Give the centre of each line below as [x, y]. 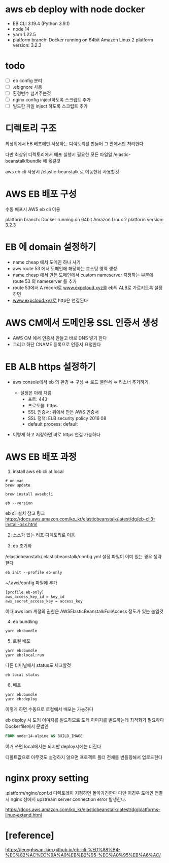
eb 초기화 [22, 545]
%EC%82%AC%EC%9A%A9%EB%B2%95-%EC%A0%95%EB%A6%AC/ [83, 855]
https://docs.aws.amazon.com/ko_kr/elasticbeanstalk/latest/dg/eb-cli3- [80, 519]
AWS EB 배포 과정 [41, 457]
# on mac [14, 481]
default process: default [53, 424]
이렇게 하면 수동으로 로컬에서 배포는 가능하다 [49, 709]
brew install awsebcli [29, 494]
